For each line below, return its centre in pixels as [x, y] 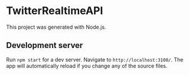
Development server [45, 45]
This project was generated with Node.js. [56, 27]
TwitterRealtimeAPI [55, 11]
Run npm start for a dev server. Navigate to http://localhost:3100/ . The [95, 59]
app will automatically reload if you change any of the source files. [87, 66]
